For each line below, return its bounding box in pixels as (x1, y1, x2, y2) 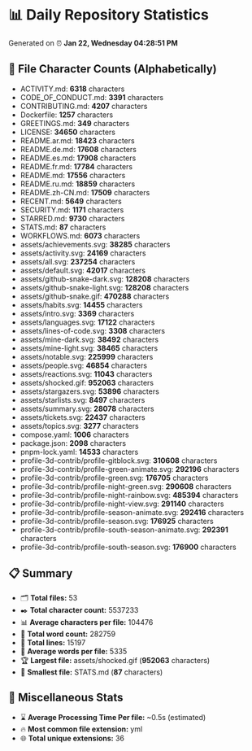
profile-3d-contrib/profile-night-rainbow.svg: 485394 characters (20, 490, 239, 500)
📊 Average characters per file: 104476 (20, 617, 154, 627)
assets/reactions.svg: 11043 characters (20, 369, 153, 378)
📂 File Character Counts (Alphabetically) (8, 62, 217, 76)
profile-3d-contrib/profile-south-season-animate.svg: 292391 (20, 525, 229, 535)
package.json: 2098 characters (20, 438, 127, 448)
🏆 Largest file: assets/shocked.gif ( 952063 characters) (20, 655, 211, 665)
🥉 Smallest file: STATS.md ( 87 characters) (20, 667, 163, 677)
